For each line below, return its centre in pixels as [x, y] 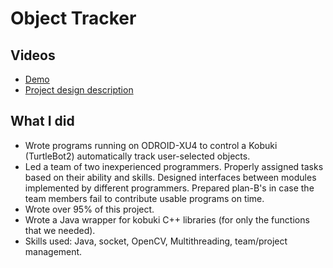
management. [53, 251]
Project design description [79, 90]
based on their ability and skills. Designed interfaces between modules [170, 177]
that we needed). [60, 230]
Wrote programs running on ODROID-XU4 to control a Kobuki [151, 145]
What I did [42, 121]
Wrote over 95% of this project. [89, 209]
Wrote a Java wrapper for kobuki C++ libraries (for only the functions [167, 219]
